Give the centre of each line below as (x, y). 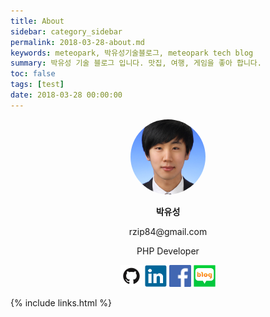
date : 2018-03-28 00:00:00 (66, 95)
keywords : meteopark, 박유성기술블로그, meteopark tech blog (132, 53)
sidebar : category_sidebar (66, 31)
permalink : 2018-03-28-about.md (77, 42)
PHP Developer (168, 251)
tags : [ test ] (37, 85)
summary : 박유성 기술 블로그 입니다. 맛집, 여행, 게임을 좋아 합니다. (136, 63)
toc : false (33, 74)
